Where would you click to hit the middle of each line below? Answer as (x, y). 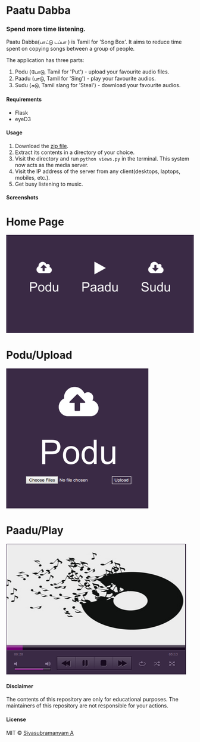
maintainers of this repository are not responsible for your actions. (87, 706)
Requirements (24, 100)
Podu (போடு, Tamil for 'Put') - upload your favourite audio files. (92, 72)
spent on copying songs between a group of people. (71, 49)
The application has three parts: (45, 60)
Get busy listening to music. (49, 184)
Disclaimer (20, 686)
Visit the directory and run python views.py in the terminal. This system (102, 158)
